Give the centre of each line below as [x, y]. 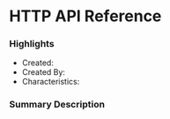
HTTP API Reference [85, 16]
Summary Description [57, 105]
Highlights [32, 44]
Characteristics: [51, 82]
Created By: [44, 72]
